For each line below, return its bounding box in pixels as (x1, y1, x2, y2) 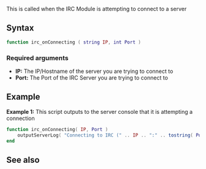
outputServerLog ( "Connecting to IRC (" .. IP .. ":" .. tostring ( (17, 132, 193, 138)
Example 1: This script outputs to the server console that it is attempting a (6, 108, 193, 115)
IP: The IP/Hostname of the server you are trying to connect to (15, 67, 174, 75)
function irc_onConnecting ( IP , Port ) (6, 126, 109, 132)
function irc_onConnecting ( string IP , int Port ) (6, 39, 141, 45)
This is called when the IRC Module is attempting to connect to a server (6, 6, 187, 12)
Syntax (6, 23, 34, 33)
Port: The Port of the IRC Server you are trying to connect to (15, 73, 169, 81)
